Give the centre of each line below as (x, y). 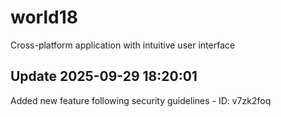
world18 (44, 17)
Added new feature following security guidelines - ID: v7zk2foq (141, 100)
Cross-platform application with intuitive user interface (123, 45)
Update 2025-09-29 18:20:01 (104, 76)
